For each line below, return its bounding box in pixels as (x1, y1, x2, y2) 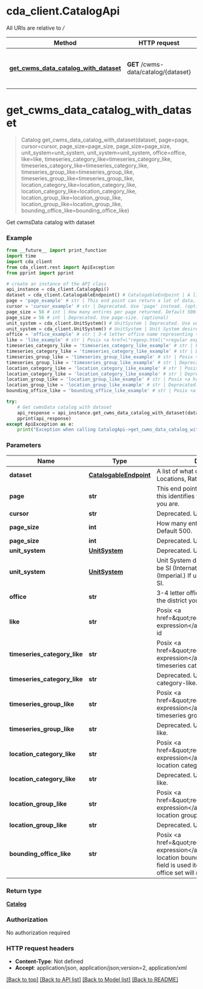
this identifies (156, 492, 195, 500)
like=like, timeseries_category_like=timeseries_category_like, (21, 155, 172, 163)
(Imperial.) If (156, 571, 192, 579)
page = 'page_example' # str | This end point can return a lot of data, (6, 298, 196, 304)
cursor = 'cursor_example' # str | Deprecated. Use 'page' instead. (6, 304, 182, 310)
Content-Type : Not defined (14, 958, 83, 965)
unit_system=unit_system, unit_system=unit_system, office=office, (21, 149, 187, 156)
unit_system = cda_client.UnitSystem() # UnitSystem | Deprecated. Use (6, 320, 190, 326)
